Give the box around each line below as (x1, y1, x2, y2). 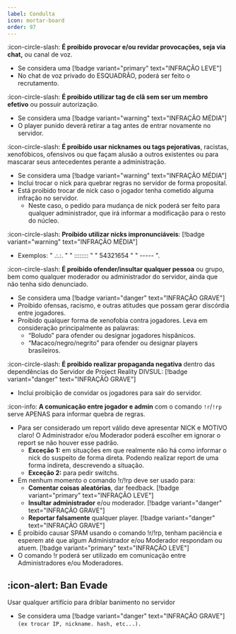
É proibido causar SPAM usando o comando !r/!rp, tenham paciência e (17, 529, 223, 537)
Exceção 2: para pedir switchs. (28, 469, 119, 477)
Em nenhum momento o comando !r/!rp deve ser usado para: (17, 476, 196, 485)
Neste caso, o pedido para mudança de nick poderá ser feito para (28, 201, 220, 210)
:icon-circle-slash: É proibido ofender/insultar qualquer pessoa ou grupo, (7, 265, 225, 274)
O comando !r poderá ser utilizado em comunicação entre (17, 551, 186, 560)
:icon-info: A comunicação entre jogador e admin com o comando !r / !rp (7, 402, 223, 411)
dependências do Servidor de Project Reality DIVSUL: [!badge (7, 368, 188, 376)
